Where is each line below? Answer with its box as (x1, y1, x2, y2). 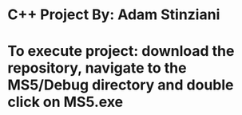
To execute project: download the (7, 42, 235, 61)
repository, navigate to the (7, 59, 187, 77)
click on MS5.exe (7, 93, 124, 111)
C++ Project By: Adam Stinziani (7, 6, 220, 24)
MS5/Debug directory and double (7, 76, 234, 94)
